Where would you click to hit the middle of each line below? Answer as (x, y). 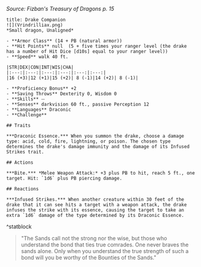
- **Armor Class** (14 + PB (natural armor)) (64, 41)
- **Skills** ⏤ (26, 99)
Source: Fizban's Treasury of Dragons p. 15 (60, 9)
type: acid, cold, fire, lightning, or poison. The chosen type (88, 141)
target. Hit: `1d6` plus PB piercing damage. (64, 178)
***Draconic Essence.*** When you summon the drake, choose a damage (95, 136)
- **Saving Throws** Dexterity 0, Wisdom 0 (62, 94)
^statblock (19, 227)
